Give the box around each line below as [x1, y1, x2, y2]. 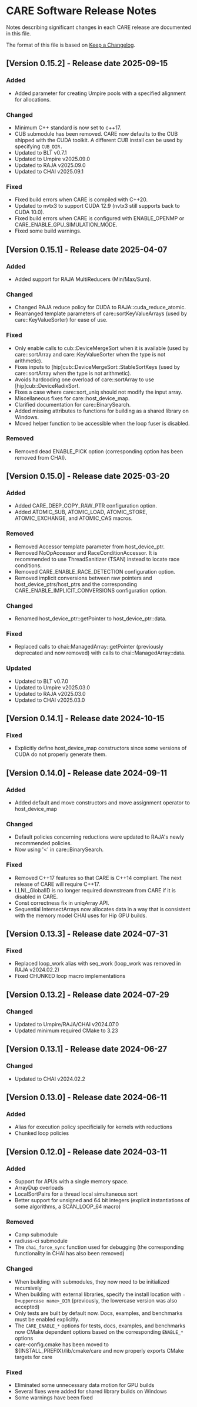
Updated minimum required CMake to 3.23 [14, 1027, 119, 1034]
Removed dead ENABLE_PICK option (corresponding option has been [14, 447, 183, 455]
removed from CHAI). [14, 454, 66, 461]
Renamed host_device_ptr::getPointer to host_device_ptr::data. [14, 615, 167, 622]
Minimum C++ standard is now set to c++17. [14, 124, 122, 131]
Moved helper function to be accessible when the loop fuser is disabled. [14, 420, 190, 427]
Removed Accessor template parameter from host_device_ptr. [14, 543, 165, 550]
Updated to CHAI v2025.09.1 [14, 168, 84, 175]
